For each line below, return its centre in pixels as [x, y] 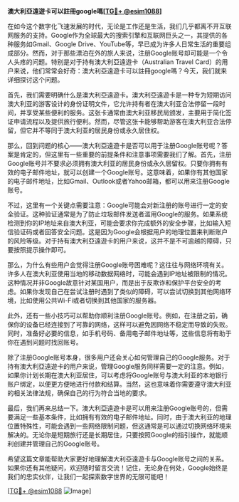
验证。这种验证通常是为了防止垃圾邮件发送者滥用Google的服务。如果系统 [121, 214]
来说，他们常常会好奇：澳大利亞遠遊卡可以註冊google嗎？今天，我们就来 [120, 71]
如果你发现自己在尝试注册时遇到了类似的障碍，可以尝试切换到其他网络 [122, 292]
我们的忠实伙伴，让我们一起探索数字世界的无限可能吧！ [88, 477]
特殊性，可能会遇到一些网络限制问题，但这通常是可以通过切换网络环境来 [126, 426]
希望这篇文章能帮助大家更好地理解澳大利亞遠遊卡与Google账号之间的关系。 [118, 459]
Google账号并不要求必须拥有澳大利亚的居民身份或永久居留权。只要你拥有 [115, 163]
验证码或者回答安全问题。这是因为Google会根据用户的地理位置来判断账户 [121, 232]
